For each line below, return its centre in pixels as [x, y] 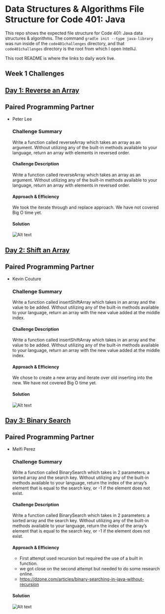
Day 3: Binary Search [38, 420]
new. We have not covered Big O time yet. [55, 383]
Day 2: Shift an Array [37, 250]
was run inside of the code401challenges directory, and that [65, 43]
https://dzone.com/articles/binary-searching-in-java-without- [82, 579]
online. [26, 574]
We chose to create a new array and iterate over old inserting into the [82, 378]
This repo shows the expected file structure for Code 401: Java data [74, 33]
